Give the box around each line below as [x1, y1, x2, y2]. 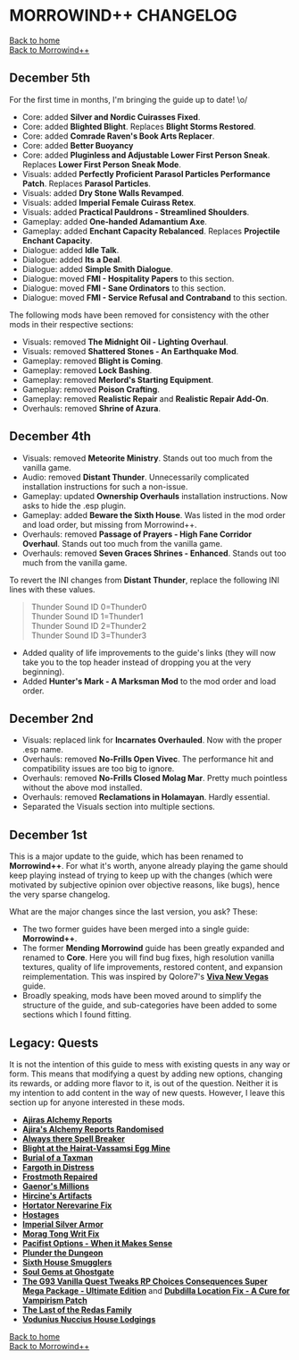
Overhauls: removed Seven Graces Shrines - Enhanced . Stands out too [21, 548, 287, 558]
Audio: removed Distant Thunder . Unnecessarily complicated [21, 472, 250, 482]
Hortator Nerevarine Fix [21, 1200, 112, 1211]
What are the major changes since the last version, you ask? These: [9, 906, 259, 917]
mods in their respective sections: [9, 319, 134, 329]
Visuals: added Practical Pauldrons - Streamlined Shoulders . [21, 207, 250, 217]
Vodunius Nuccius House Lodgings [21, 1314, 156, 1324]
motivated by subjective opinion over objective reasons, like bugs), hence [9, 880, 280, 890]
